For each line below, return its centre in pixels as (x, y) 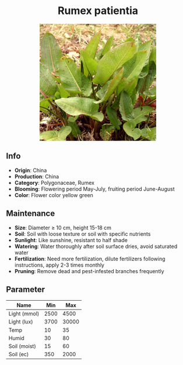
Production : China (37, 176)
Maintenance (31, 214)
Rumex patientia (98, 11)
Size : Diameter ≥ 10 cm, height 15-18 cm (63, 228)
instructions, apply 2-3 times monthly (59, 265)
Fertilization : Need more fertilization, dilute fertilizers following (90, 259)
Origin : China (31, 170)
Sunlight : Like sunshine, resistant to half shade (71, 240)
